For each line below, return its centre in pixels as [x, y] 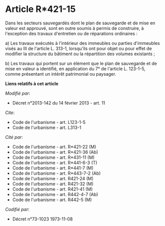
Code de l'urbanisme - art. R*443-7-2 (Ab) [56, 173]
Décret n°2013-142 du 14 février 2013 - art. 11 [59, 103]
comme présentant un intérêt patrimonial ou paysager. [61, 74]
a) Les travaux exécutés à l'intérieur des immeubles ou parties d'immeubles [82, 43]
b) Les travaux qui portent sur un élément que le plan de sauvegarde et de [81, 63]
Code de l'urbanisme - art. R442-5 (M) [52, 200]
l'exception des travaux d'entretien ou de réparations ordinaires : [71, 33]
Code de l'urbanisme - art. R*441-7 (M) [53, 168]
